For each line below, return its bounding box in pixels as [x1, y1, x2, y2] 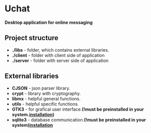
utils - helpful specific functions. [11, 101, 79, 107]
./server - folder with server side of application [11, 58, 109, 64]
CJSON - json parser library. [11, 85, 71, 91]
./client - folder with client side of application [11, 52, 105, 58]
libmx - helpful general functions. [11, 95, 81, 102]
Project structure [4, 34, 59, 42]
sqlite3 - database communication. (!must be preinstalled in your [11, 117, 146, 123]
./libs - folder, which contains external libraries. [11, 47, 109, 53]
